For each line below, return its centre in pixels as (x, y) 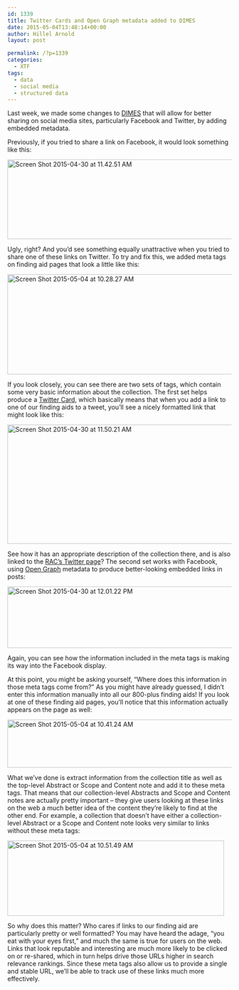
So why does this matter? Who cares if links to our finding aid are (103, 926)
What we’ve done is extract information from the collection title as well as (115, 778)
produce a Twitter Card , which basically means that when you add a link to (117, 400)
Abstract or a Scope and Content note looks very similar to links (116, 823)
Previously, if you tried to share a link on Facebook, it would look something (118, 142)
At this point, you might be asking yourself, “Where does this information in (117, 680)
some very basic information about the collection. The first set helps (107, 392)
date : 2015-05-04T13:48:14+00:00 (57, 27)
